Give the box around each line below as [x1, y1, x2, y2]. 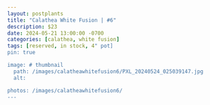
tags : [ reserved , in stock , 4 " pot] [7, 42, 113, 49]
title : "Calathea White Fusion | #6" [7, 17, 117, 24]
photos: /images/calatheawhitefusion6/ [7, 87, 123, 94]
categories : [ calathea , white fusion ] [7, 36, 120, 43]
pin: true [7, 49, 36, 56]
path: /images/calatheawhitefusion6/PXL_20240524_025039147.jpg [13, 67, 204, 75]
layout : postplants [7, 10, 64, 17]
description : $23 [7, 23, 58, 30]
